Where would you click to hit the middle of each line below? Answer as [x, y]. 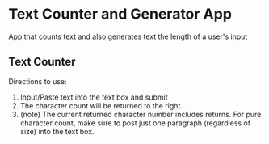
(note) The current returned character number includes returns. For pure [141, 114]
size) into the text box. [57, 131]
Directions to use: [38, 81]
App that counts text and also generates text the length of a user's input [128, 36]
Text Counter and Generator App [120, 14]
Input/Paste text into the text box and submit [94, 97]
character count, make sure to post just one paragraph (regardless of [135, 123]
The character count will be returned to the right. [101, 105]
